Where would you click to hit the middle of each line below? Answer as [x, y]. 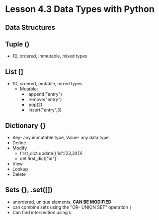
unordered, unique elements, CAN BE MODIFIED [62, 202]
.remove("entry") [44, 100]
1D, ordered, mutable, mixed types [47, 84]
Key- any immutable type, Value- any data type [61, 138]
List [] [14, 72]
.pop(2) [35, 105]
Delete [19, 174]
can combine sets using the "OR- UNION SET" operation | [72, 207]
